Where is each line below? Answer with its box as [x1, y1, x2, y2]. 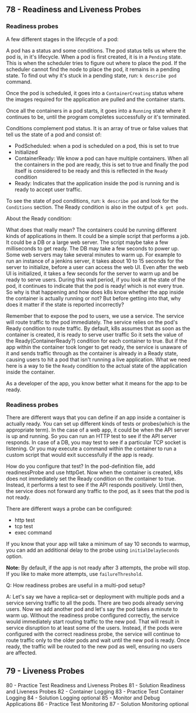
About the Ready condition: [6, 215, 72, 222]
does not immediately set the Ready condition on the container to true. [6, 475, 176, 482]
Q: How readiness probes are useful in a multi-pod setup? [6, 582, 146, 589]
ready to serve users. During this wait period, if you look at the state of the [6, 276, 185, 283]
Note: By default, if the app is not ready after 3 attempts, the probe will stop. [6, 564, 190, 571]
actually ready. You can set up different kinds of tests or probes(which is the [6, 420, 190, 427]
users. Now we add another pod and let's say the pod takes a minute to [6, 605, 178, 612]
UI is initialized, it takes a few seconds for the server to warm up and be [6, 270, 179, 277]
